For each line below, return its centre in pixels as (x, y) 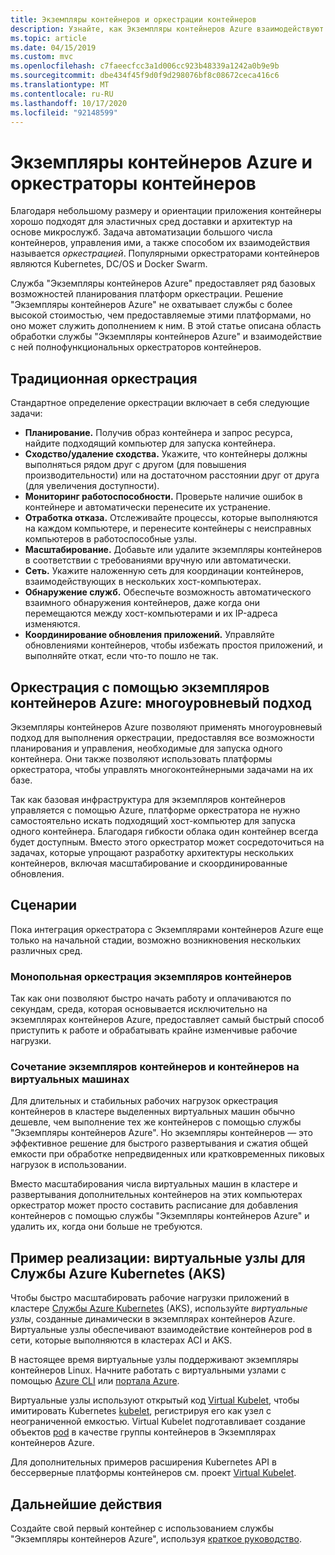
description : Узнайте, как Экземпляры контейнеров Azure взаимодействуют (167, 29)
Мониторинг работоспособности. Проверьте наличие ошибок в (163, 497)
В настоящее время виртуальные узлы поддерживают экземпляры (154, 1360)
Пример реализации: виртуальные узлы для (158, 1257)
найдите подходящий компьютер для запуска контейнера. (150, 443)
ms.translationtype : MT (60, 85)
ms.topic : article (48, 38)
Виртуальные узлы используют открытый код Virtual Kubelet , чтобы (155, 1400)
